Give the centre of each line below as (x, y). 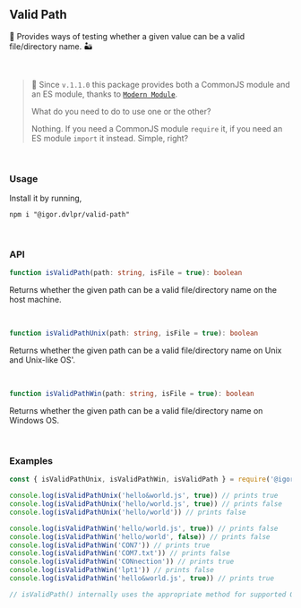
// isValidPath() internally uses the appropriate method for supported (148, 595)
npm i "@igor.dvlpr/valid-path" (69, 215)
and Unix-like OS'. (43, 360)
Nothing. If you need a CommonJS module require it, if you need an (157, 128)
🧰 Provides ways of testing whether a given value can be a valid (127, 36)
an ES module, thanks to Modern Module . (104, 94)
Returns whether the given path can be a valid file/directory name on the (143, 290)
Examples (31, 460)
